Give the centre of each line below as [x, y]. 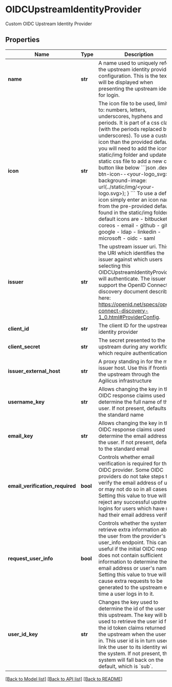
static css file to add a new [131, 161]
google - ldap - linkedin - [130, 232]
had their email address [127, 514]
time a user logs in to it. [126, 594]
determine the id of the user [132, 608]
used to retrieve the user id [131, 621]
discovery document [123, 291]
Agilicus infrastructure [125, 380]
